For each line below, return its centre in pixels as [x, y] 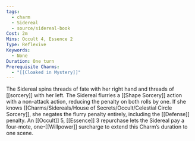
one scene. [20, 133]
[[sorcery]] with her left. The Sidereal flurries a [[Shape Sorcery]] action [94, 95]
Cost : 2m [17, 34]
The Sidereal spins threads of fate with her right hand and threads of [90, 89]
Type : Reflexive [26, 45]
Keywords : [18, 50]
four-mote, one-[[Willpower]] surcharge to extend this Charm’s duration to [97, 127]
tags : [13, 12]
